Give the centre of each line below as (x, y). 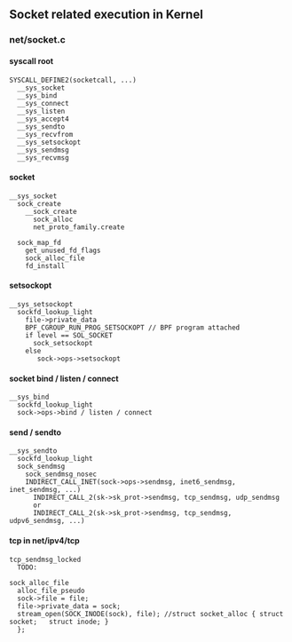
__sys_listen (41, 111)
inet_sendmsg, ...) (45, 490)
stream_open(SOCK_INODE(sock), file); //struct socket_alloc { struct (150, 614)
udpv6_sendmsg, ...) (47, 521)
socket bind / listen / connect (64, 378)
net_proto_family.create (79, 227)
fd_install (45, 266)
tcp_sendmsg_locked (45, 559)
